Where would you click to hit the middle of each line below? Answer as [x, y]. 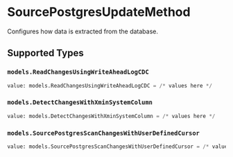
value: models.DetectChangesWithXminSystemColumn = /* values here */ [111, 116]
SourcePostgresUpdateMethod [99, 12]
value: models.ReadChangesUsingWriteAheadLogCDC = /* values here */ [110, 85]
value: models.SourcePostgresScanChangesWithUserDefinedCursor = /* [108, 147]
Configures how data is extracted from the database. [83, 31]
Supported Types [46, 53]
